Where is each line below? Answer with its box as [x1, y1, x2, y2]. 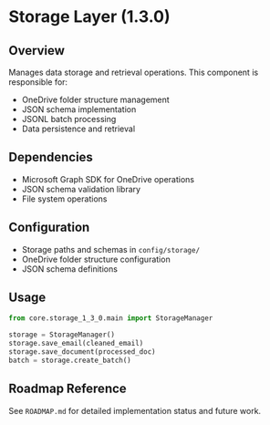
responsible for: [8, 77, 68, 88]
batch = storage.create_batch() [8, 356, 131, 365]
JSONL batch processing [21, 114, 117, 124]
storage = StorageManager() [8, 330, 116, 339]
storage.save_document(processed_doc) [8, 347, 156, 357]
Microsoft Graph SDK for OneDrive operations [21, 173, 195, 184]
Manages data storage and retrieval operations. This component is [8, 67, 259, 78]
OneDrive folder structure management [21, 94, 170, 105]
